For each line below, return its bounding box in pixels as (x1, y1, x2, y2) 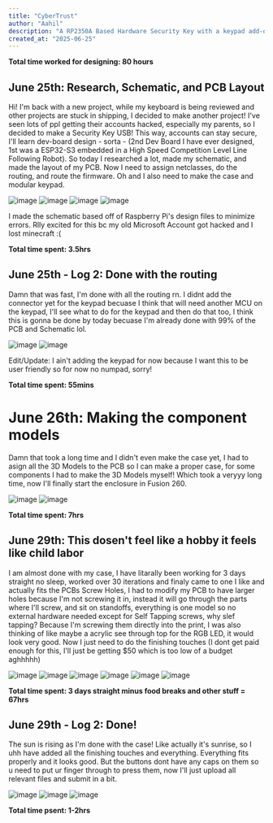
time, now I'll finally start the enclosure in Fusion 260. (8, 478, 187, 488)
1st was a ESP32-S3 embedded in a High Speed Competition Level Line (8, 146, 248, 155)
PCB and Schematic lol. (8, 324, 87, 333)
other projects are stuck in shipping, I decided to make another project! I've (8, 111, 260, 120)
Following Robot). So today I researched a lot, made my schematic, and (8, 154, 247, 163)
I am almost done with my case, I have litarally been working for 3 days (8, 568, 246, 577)
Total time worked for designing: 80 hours (8, 57, 154, 67)
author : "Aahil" (8, 20, 63, 28)
